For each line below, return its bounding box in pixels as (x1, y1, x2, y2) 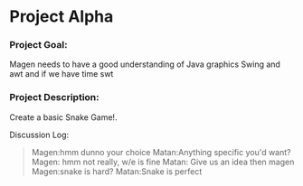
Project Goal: (9, 39, 68, 51)
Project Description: (9, 91, 99, 104)
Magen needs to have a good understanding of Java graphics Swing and (9, 59, 280, 70)
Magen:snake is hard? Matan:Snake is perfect (31, 165, 203, 177)
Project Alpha (9, 6, 114, 27)
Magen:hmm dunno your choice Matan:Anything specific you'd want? (31, 146, 291, 157)
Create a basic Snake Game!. (9, 111, 118, 123)
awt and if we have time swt (9, 69, 114, 79)
